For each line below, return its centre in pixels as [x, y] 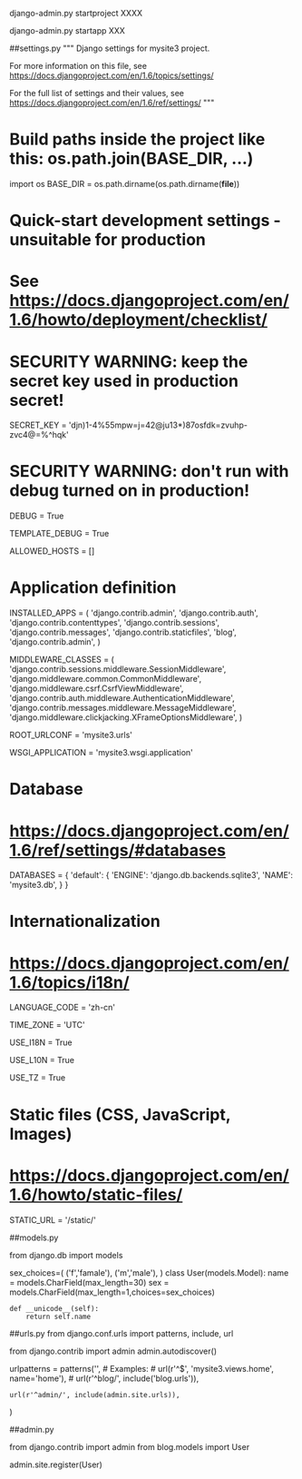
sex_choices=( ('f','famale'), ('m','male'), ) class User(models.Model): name [149, 1272]
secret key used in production [124, 381]
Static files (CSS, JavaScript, [120, 1114]
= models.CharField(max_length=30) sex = [89, 1282]
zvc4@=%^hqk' [39, 435]
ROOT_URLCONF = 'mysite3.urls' [71, 735]
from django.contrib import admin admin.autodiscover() [113, 1351]
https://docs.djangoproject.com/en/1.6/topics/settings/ [112, 75]
